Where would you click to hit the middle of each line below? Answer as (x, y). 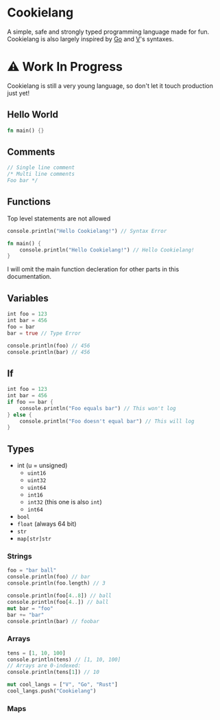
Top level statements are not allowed (59, 218)
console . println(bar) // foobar (53, 621)
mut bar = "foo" (30, 608)
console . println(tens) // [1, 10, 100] (64, 660)
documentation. (29, 277)
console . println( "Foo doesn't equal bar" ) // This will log (107, 421)
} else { (20, 415)
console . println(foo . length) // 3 (57, 583)
